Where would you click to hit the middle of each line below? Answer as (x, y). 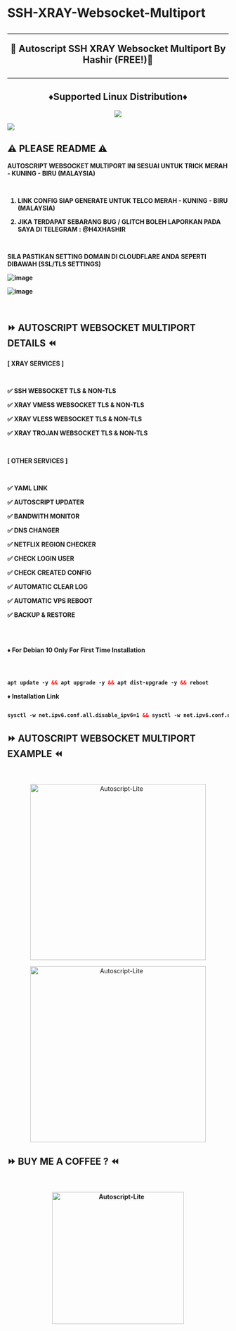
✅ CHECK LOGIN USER (41, 558)
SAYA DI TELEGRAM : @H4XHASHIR (72, 229)
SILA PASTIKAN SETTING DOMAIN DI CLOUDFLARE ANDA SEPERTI (107, 256)
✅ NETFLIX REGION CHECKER (52, 544)
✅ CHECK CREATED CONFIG (50, 573)
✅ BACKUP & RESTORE (41, 615)
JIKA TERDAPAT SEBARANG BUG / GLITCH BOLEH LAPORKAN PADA (119, 221)
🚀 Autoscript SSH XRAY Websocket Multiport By (118, 48)
